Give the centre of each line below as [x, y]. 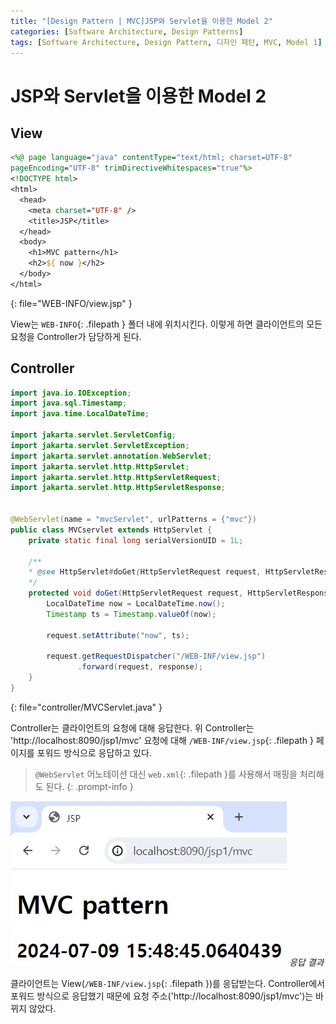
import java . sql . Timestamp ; [69, 403]
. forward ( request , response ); [140, 667]
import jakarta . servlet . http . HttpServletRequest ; [116, 477]
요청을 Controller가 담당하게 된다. [76, 336]
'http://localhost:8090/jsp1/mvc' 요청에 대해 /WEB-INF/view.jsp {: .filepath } [162, 740]
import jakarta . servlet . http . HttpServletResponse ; [118, 488]
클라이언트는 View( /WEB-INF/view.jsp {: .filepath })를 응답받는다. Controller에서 [168, 983]
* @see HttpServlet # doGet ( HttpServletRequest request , [145, 572]
